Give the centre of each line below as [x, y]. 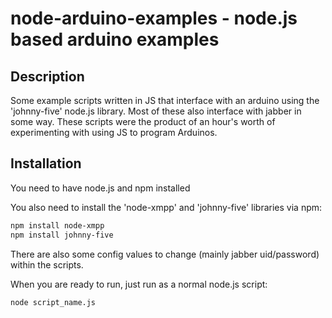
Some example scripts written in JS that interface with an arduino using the [165, 100]
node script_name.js [53, 302]
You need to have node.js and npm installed [100, 188]
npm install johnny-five [62, 235]
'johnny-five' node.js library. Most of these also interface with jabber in [156, 111]
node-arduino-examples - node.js [154, 18]
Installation [46, 163]
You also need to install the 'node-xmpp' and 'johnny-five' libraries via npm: [166, 207]
